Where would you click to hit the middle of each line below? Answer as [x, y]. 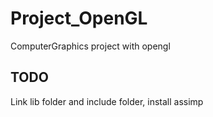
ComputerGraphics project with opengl [90, 46]
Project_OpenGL [79, 18]
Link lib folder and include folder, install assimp [107, 101]
